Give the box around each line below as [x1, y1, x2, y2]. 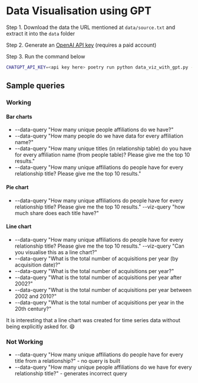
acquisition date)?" [14, 261, 61, 268]
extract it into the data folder [6, 30, 75, 37]
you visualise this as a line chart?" [14, 248, 97, 255]
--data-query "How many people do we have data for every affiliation [14, 132, 184, 139]
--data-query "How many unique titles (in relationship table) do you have [14, 145, 192, 152]
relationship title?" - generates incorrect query [14, 370, 128, 377]
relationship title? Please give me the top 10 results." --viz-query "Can [14, 242, 184, 249]
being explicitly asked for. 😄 [6, 323, 75, 330]
